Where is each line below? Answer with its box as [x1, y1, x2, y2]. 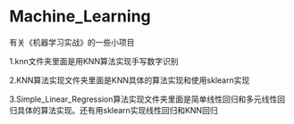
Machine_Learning [9, 6, 152, 27]
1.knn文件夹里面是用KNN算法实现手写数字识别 [9, 55, 179, 66]
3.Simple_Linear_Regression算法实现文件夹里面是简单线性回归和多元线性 [9, 94, 278, 104]
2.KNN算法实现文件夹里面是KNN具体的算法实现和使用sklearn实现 [9, 74, 250, 86]
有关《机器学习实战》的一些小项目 [9, 37, 135, 47]
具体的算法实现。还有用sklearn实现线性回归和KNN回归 [16, 104, 218, 115]
